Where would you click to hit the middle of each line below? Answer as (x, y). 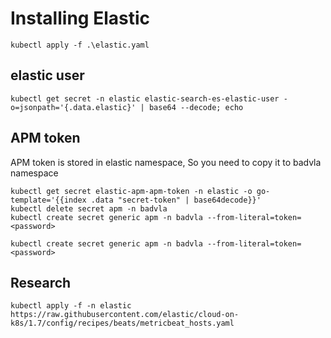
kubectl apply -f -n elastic (71, 306)
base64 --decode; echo (196, 107)
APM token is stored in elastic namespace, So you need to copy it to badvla (166, 162)
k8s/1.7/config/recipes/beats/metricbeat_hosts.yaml (122, 323)
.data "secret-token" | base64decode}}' (176, 200)
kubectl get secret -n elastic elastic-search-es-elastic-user (145, 98)
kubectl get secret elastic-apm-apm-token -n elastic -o (131, 191)
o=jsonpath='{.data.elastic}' (73, 107)
